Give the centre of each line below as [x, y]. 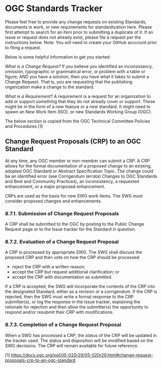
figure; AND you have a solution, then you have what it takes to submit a [77, 77]
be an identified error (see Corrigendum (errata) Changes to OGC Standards [81, 176]
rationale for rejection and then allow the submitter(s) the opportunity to [77, 307]
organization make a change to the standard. [50, 87]
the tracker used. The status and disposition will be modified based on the [79, 340]
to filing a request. [23, 47]
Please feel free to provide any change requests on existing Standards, [76, 22]
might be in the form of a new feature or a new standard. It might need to [78, 107]
